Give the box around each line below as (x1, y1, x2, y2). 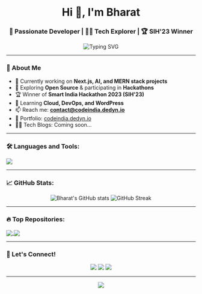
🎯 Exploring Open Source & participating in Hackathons (14, 84, 155, 91)
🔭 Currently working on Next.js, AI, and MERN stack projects (14, 78, 168, 85)
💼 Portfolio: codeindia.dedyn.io (14, 114, 92, 122)
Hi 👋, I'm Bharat (62, 5, 140, 19)
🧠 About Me (6, 64, 41, 72)
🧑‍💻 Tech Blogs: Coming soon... (14, 121, 92, 128)
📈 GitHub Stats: (6, 179, 54, 187)
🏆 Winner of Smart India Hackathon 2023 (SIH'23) (14, 90, 144, 98)
